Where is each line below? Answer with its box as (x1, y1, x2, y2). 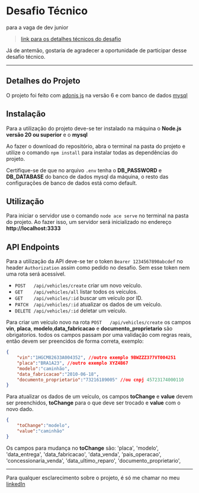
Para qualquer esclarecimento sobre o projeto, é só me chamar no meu (6, 474, 180, 481)
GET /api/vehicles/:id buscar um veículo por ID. (14, 295, 143, 302)
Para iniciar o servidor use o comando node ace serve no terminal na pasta (6, 212, 189, 219)
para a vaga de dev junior (6, 24, 69, 31)
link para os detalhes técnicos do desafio (20, 35, 121, 42)
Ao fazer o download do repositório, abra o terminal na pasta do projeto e (6, 143, 185, 150)
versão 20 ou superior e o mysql (6, 131, 88, 138)
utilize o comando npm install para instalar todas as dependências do (6, 148, 178, 156)
